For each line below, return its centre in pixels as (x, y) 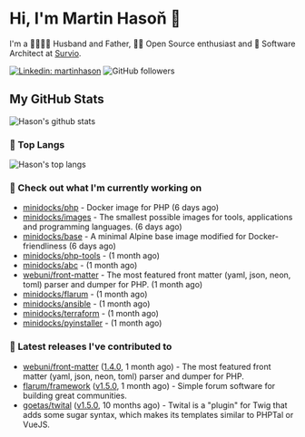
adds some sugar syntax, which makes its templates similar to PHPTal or (158, 414)
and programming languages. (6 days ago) (103, 227)
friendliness (44, 246)
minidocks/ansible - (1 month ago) (86, 304)
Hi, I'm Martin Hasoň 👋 (95, 19)
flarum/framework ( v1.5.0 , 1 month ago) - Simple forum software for (149, 385)
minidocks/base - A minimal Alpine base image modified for (134, 237)
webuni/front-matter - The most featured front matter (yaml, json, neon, (157, 275)
